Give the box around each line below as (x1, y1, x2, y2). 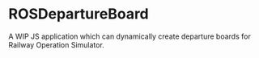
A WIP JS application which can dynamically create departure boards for (8, 31, 251, 41)
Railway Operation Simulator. (8, 39, 105, 49)
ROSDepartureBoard (8, 5, 150, 23)
